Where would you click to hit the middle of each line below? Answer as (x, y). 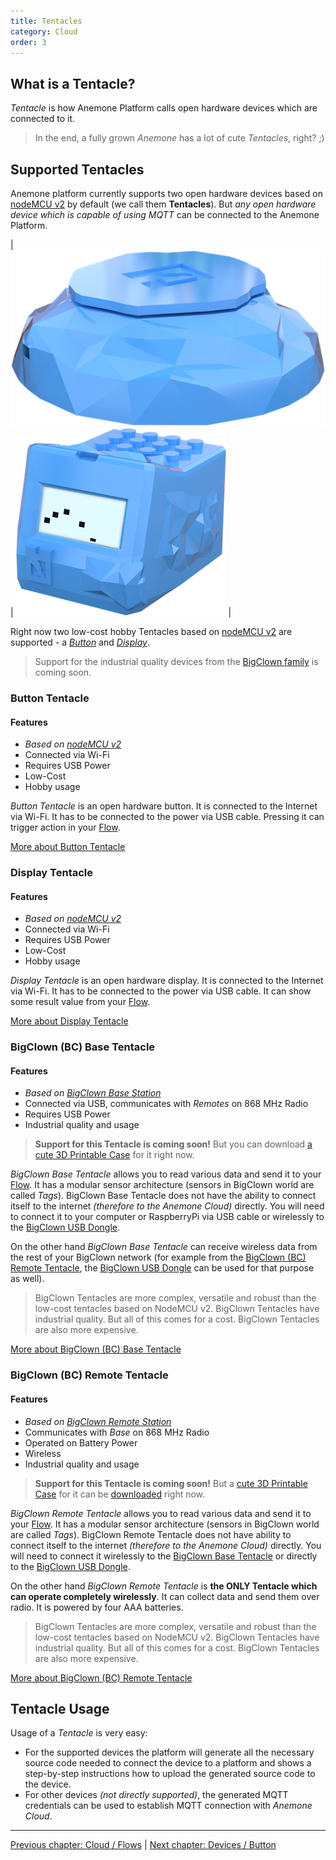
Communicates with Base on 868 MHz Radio (117, 1432)
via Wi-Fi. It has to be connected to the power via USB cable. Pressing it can (167, 817)
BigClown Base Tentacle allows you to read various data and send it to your (166, 1174)
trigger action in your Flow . (65, 827)
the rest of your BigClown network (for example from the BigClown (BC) (158, 1257)
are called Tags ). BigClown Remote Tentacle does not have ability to (151, 1534)
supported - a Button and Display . (80, 642)
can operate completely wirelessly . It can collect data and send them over (165, 1596)
